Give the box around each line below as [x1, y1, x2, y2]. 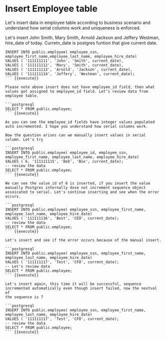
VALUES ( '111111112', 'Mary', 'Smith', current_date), [5, 62, 124, 67]
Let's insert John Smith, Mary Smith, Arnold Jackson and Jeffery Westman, [5, 34, 160, 40]
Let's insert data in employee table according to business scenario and [5, 19, 151, 25]
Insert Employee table [5, 3, 98, 14]
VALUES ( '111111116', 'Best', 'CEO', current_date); [5, 215, 120, 220]
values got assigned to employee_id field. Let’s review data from [5, 88, 149, 94]
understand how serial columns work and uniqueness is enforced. [5, 24, 141, 30]
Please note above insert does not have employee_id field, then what [5, 84, 155, 89]
